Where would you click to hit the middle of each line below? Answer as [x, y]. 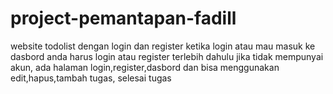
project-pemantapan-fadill [123, 18]
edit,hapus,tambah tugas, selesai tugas [91, 78]
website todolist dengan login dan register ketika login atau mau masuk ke [163, 46]
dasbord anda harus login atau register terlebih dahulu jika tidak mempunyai [167, 56]
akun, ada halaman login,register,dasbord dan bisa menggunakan [145, 67]
